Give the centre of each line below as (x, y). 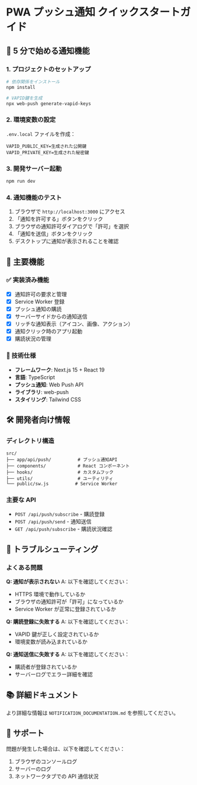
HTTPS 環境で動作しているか (50, 595)
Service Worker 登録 (40, 301)
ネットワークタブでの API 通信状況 (56, 776)
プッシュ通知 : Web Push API (49, 384)
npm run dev (21, 181)
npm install (21, 87)
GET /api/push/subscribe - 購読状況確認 (63, 529)
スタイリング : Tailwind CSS (48, 399)
